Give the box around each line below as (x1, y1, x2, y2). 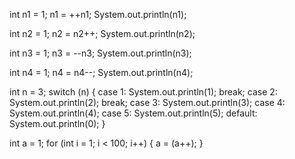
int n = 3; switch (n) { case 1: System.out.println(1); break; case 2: (9, 86, 278, 98)
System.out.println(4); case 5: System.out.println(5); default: (9, 107, 258, 119)
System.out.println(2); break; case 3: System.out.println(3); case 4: (9, 97, 286, 108)
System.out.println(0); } (9, 118, 106, 129)
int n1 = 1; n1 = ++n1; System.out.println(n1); (9, 9, 187, 20)
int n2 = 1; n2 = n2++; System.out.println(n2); (9, 28, 196, 39)
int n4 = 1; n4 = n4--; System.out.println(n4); (9, 67, 194, 78)
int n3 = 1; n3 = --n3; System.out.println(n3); (9, 47, 192, 59)
